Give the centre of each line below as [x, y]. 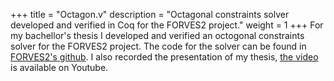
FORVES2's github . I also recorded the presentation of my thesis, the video [164, 57]
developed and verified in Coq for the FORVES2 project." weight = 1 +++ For [167, 25]
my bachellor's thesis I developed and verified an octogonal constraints [157, 35]
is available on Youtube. [59, 67]
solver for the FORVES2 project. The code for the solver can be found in [158, 46]
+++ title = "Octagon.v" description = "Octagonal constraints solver [150, 14]
